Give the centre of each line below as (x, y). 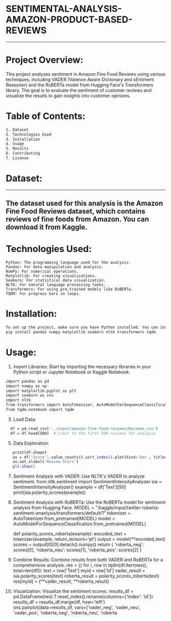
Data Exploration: (31, 443)
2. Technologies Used (29, 134)
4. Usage (15, 144)
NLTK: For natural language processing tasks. (56, 285)
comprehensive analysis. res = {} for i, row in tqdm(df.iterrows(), (80, 565)
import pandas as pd (28, 381)
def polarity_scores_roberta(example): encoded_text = (70, 534)
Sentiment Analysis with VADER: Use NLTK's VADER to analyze (79, 476)
